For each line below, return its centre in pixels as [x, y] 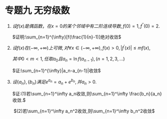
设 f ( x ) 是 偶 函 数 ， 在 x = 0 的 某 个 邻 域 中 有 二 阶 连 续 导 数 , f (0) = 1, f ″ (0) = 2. [86, 25]
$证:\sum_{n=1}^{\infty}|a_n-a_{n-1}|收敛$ [56, 71]
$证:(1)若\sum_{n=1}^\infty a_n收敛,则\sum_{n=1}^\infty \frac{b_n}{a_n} [87, 93]
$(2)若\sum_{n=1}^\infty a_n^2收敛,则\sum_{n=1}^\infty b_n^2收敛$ [84, 111]
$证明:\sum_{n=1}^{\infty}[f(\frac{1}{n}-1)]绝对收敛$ [67, 37]
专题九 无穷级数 [37, 11]
